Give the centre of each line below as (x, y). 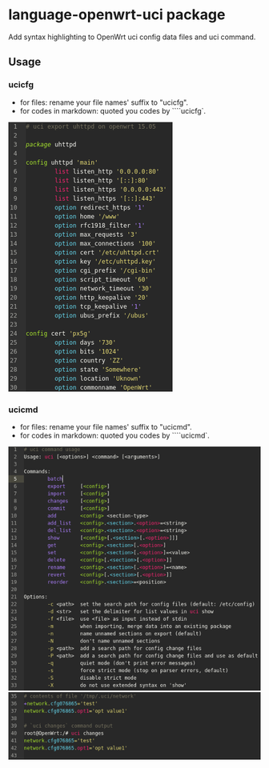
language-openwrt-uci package (117, 15)
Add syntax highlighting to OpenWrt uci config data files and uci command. (132, 37)
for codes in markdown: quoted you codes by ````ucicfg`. (113, 110)
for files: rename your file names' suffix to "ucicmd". (106, 426)
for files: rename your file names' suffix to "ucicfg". (104, 102)
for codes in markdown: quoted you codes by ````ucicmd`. (114, 435)
